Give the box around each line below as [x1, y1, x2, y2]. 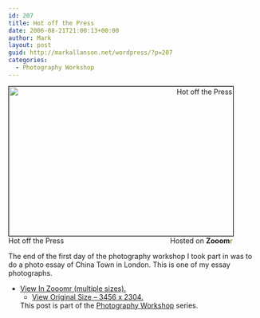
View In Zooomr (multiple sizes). [19, 284, 126, 293]
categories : [8, 57, 48, 65]
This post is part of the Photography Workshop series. [19, 300, 199, 310]
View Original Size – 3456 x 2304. [31, 292, 144, 301]
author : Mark [8, 33, 52, 42]
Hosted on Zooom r [170, 236, 233, 245]
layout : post [8, 41, 52, 49]
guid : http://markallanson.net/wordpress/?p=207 [8, 49, 173, 57]
